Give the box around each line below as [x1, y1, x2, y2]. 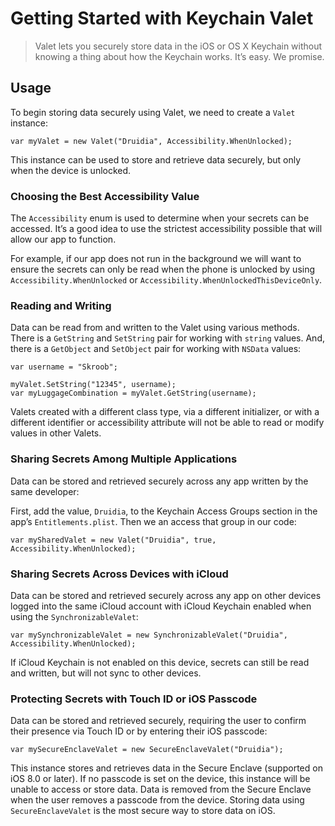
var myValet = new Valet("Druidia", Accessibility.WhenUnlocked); [10, 136, 293, 146]
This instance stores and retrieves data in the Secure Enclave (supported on [10, 762, 323, 774]
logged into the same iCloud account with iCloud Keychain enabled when [10, 600, 312, 612]
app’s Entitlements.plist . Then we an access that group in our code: [10, 515, 297, 527]
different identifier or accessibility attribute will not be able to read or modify [10, 417, 325, 429]
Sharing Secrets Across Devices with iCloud [10, 567, 229, 581]
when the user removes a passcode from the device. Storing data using [10, 794, 305, 806]
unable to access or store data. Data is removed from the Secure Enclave [10, 783, 312, 796]
